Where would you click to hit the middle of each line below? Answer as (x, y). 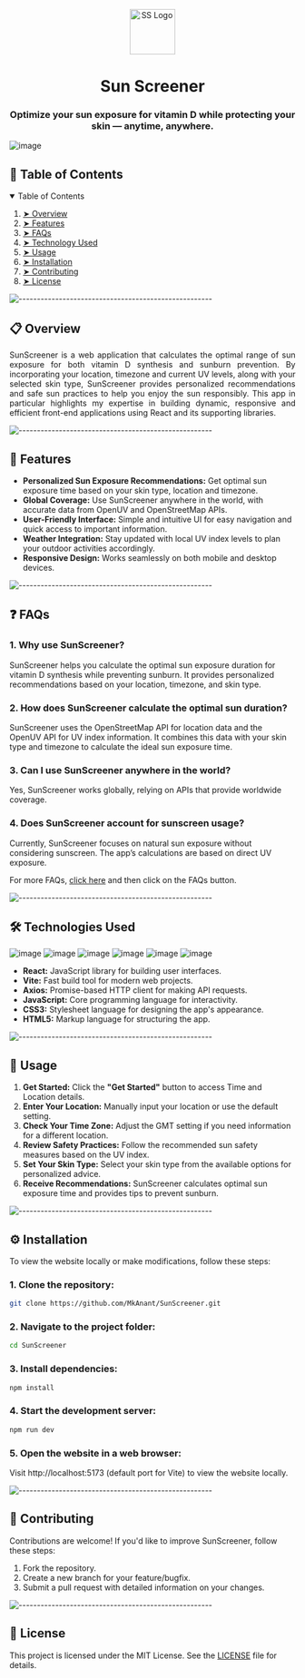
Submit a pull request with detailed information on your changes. (143, 1587)
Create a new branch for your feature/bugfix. (106, 1577)
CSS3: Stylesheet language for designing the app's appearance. (143, 1010)
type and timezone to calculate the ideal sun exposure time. (121, 746)
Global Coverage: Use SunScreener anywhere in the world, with (143, 500)
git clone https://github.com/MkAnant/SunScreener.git (115, 1304)
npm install (32, 1388)
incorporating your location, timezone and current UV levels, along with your (152, 374)
